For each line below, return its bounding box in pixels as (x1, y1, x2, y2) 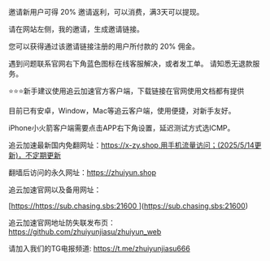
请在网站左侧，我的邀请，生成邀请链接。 (8, 24, 144, 34)
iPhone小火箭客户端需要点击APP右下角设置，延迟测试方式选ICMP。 (8, 123, 235, 132)
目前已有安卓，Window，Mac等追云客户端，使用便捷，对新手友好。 (8, 106, 236, 115)
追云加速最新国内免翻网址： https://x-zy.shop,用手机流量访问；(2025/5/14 (8, 140, 255, 150)
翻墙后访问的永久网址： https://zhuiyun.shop (8, 168, 157, 177)
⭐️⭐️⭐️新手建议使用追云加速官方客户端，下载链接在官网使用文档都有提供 (8, 86, 245, 96)
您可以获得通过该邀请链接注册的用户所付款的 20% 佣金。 (8, 41, 199, 51)
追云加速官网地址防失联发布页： (8, 218, 115, 227)
